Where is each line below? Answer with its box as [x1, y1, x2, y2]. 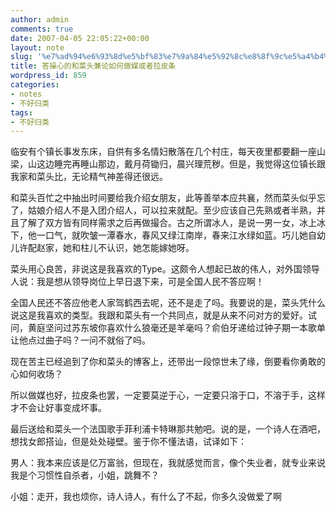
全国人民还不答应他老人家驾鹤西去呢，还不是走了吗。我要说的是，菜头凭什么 [10, 297, 326, 309]
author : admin [10, 14, 70, 25]
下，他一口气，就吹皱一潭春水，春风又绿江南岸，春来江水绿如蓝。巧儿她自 [10, 229, 317, 241]
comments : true [10, 24, 74, 34]
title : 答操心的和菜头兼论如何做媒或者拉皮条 [10, 61, 177, 71]
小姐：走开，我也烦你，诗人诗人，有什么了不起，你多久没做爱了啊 [10, 491, 282, 503]
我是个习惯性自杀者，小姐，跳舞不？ [10, 469, 160, 481]
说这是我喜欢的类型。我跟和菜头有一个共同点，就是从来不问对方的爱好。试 [10, 309, 317, 321]
